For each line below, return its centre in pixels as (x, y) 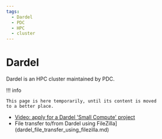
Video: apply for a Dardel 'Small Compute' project (75, 117)
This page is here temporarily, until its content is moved (82, 101)
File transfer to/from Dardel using (55, 124)
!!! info (14, 90)
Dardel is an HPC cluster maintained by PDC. (60, 79)
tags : (13, 11)
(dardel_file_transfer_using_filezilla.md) (62, 130)
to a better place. (30, 107)
